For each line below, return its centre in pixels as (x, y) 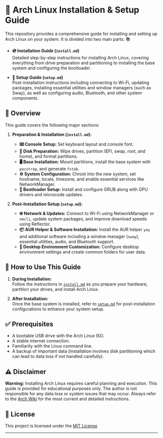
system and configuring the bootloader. (51, 68)
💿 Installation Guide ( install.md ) (46, 51)
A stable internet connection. (41, 341)
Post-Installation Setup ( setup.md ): (47, 204)
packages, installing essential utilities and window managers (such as (81, 87)
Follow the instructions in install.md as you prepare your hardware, (80, 284)
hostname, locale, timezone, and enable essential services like (82, 179)
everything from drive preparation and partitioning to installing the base (83, 63)
